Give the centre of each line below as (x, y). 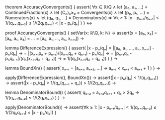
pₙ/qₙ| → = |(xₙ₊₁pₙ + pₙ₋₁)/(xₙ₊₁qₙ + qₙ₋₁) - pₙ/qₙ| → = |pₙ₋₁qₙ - (69, 53)
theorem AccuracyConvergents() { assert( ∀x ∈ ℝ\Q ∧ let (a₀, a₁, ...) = (77, 7)
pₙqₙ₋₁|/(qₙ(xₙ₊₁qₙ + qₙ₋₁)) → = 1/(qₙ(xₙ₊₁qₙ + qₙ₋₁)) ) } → (62, 59)
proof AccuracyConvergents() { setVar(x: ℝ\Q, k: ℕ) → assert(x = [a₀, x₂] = (81, 33)
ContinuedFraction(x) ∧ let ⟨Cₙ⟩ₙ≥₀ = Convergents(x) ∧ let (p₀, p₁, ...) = (77, 12)
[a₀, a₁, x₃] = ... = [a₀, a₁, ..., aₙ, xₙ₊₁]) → (45, 38)
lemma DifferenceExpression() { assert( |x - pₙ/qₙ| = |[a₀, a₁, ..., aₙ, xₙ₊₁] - (80, 48)
